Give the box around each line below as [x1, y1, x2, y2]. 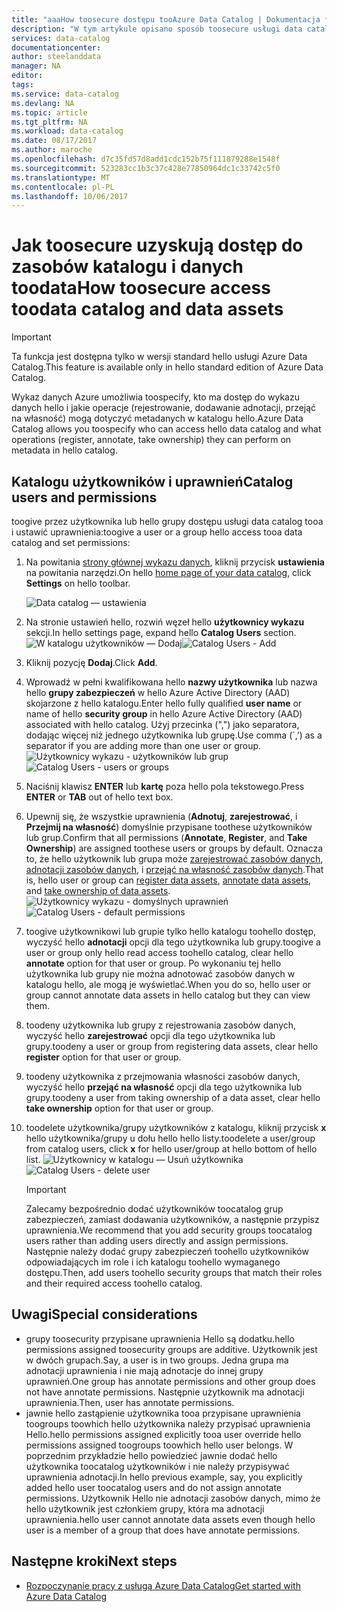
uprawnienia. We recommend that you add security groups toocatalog [25, 1224, 313, 1236]
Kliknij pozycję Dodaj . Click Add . [25, 657, 158, 668]
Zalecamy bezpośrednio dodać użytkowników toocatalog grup [25, 1203, 284, 1215]
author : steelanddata [11, 52, 102, 62]
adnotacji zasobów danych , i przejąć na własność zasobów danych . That [25, 864, 324, 875]
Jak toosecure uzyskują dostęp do [11, 234, 304, 257]
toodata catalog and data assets [11, 298, 284, 321]
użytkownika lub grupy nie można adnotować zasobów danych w [25, 968, 296, 980]
